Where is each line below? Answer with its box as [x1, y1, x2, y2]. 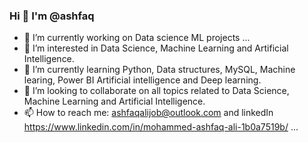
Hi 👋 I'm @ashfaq [9, 9, 95, 23]
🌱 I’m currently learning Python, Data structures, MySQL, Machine [23, 64, 296, 76]
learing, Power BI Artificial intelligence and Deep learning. [23, 74, 262, 86]
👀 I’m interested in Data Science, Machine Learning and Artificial [23, 42, 289, 54]
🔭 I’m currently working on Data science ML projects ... [23, 32, 251, 44]
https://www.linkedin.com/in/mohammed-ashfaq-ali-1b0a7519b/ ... [23, 121, 299, 133]
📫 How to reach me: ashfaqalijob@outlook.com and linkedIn [23, 107, 274, 119]
